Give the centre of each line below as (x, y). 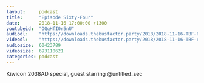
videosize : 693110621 (35, 51)
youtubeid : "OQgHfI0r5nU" (40, 29)
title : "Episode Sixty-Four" (50, 17)
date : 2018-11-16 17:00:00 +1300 (57, 23)
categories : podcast (32, 57)
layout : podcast (32, 12)
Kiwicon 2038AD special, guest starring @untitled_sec (74, 73)
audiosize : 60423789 (34, 46)
